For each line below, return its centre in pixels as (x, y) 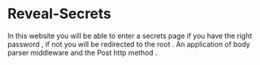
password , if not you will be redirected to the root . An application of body (129, 44)
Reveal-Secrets (59, 14)
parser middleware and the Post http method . (82, 52)
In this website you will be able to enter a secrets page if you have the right (130, 36)
